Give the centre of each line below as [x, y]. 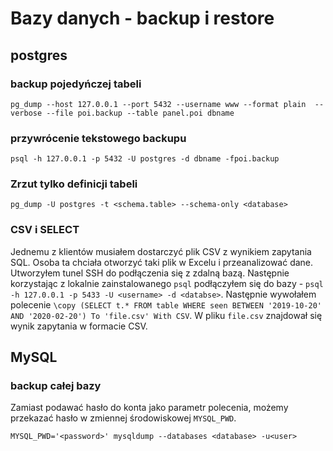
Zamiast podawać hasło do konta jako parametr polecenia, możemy [149, 408]
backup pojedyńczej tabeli [76, 84]
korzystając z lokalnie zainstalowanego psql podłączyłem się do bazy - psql [167, 283]
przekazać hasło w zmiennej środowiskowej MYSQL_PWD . [123, 418]
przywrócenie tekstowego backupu [98, 138]
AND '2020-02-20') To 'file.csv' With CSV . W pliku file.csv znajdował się [166, 315]
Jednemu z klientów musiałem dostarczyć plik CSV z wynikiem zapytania [161, 251]
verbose [26, 113]
